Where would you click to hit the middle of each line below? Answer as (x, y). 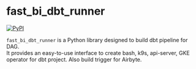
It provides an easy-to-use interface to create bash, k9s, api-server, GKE (98, 53)
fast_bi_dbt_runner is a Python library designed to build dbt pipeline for (97, 40)
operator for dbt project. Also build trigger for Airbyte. (74, 59)
